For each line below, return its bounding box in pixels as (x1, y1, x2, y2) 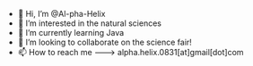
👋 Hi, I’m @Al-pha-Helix (17, 9, 106, 19)
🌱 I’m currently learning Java (17, 28, 125, 37)
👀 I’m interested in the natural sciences (17, 18, 161, 29)
